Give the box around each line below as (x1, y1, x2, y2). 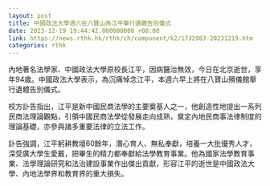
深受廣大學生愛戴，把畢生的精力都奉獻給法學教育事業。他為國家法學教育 (8, 149, 247, 159)
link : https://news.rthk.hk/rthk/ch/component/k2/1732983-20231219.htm (8, 34, 253, 42)
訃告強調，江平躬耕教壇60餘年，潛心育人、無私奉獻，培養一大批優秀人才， (8, 139, 257, 148)
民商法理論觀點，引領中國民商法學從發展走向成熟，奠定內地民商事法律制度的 (8, 111, 262, 121)
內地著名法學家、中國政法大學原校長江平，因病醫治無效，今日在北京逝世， (8, 65, 255, 75)
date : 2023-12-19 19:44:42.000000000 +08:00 (8, 26, 160, 34)
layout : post (8, 11, 52, 20)
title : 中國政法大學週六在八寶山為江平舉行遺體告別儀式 (8, 19, 171, 27)
